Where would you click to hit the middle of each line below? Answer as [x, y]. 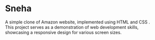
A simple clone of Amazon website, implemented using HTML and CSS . [77, 22]
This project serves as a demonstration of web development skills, [72, 27]
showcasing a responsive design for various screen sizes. [63, 32]
